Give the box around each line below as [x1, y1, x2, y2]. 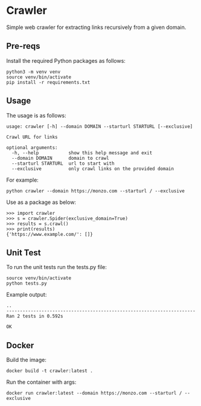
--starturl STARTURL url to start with [11, 160, 115, 167]
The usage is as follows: [6, 112, 66, 119]
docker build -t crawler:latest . [6, 368, 94, 374]
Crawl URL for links [6, 134, 59, 140]
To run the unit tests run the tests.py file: [6, 264, 107, 271]
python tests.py [6, 281, 47, 287]
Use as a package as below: [6, 198, 77, 206]
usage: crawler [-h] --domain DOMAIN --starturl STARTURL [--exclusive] [6, 123, 193, 130]
